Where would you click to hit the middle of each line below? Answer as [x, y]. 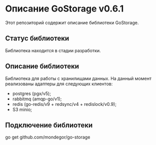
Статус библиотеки [37, 38]
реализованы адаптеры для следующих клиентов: [59, 84]
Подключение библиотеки [49, 125]
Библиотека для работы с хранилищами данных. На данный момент [78, 78]
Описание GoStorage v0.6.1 [64, 9]
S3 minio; [22, 109]
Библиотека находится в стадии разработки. [53, 50]
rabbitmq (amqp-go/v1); [37, 99]
